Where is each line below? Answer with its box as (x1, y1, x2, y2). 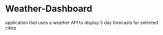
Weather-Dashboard (5, 3, 92, 14)
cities (5, 24, 16, 30)
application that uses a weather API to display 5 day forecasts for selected (5, 19, 158, 25)
